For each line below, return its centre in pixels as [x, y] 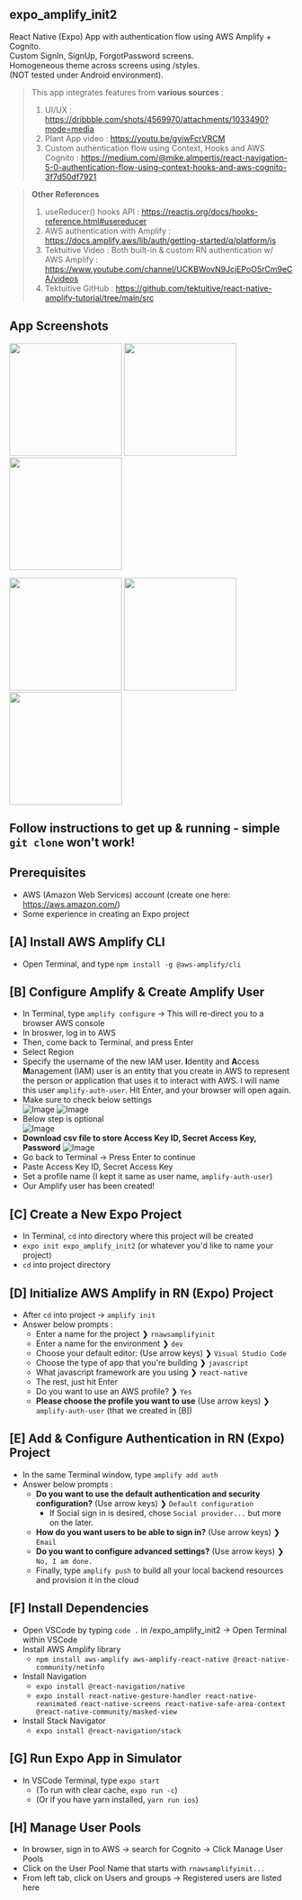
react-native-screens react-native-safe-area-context [183, 1704]
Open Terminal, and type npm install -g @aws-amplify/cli [132, 964]
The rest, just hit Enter [77, 1382]
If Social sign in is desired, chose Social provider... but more [165, 1513]
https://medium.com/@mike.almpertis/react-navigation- [184, 158]
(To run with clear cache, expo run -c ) [107, 1790]
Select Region [48, 1052]
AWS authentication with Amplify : [108, 231]
